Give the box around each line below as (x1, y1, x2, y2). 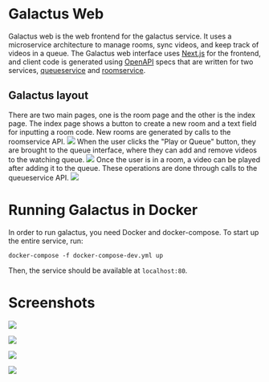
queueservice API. (8, 173, 70, 182)
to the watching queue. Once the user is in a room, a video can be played (8, 154, 261, 165)
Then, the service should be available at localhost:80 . (8, 266, 188, 275)
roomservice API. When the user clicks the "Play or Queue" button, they (8, 136, 256, 146)
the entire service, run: (8, 236, 84, 246)
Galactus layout (8, 89, 89, 103)
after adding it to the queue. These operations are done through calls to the (8, 163, 258, 173)
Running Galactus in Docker (8, 201, 198, 219)
